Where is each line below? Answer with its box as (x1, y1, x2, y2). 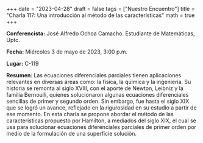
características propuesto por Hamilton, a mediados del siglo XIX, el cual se (6, 117, 196, 124)
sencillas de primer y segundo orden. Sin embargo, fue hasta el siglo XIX (6, 97, 190, 105)
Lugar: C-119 (6, 60, 39, 67)
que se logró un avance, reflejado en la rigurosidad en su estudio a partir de (6, 104, 197, 111)
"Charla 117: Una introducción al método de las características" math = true (6, 12, 195, 19)
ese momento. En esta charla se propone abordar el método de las (6, 111, 174, 117)
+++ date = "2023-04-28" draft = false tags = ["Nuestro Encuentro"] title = (6, 5, 195, 12)
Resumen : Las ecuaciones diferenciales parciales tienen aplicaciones (6, 72, 182, 78)
